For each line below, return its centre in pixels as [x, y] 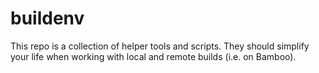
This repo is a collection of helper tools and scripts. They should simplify [160, 46]
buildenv [47, 18]
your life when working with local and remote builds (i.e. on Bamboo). [153, 56]
